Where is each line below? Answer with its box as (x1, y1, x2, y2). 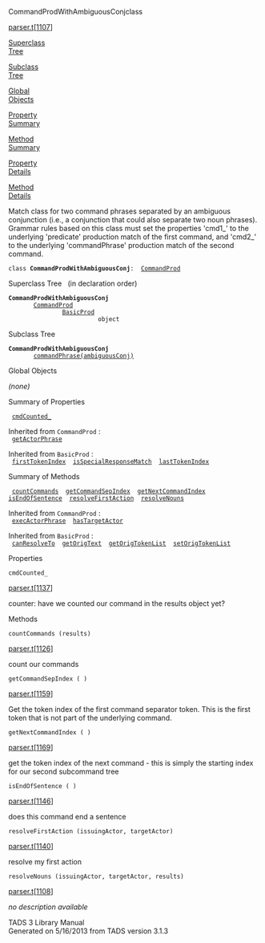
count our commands (8, 660, 79, 669)
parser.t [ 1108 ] (8, 887, 54, 896)
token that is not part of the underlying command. (8, 713, 172, 722)
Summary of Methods (8, 472, 80, 481)
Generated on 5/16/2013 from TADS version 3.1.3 (8, 926, 169, 936)
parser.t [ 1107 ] (8, 22, 54, 31)
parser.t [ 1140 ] (8, 842, 54, 851)
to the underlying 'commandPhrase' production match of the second (8, 241, 235, 250)
